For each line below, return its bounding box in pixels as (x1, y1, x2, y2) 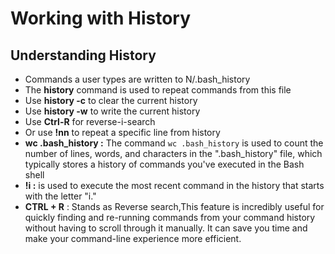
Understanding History (10, 47, 157, 64)
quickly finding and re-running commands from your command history (24, 212, 316, 223)
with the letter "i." (24, 190, 97, 202)
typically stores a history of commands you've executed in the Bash (24, 158, 305, 170)
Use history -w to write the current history (24, 105, 201, 117)
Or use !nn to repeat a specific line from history (24, 127, 221, 138)
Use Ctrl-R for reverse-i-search (24, 116, 156, 127)
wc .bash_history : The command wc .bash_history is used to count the (24, 137, 324, 149)
